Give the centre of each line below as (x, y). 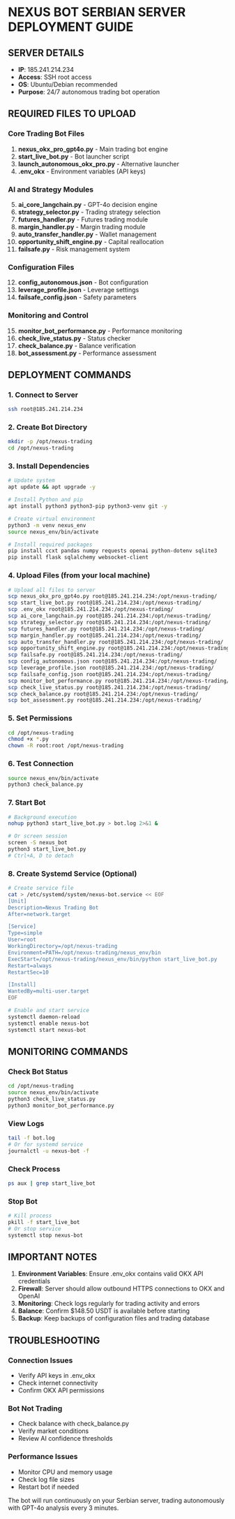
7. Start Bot (27, 802)
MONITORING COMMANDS (68, 1052)
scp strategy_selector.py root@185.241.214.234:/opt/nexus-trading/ (109, 622)
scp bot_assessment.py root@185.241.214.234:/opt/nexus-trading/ (105, 700)
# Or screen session (38, 836)
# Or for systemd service (45, 1144)
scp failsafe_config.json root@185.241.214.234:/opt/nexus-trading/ (109, 674)
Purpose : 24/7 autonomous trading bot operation (89, 92)
